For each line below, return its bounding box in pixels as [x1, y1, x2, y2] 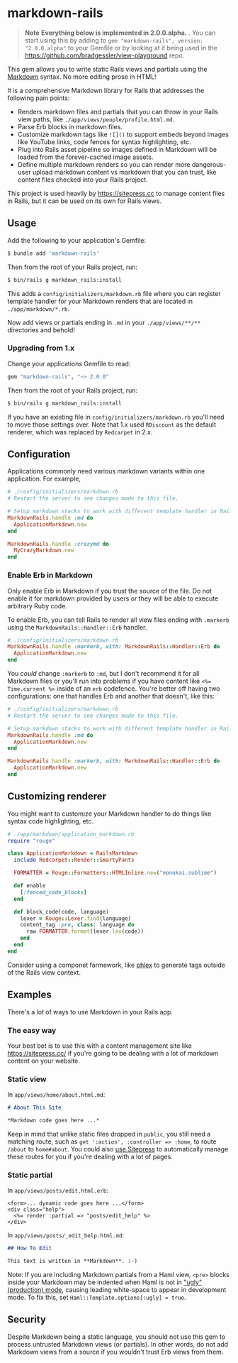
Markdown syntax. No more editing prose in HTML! [7, 72, 157, 81]
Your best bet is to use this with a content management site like [7, 1041, 193, 1050]
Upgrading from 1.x [7, 343, 75, 353]
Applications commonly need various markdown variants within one [7, 467, 205, 476]
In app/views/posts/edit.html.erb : [7, 1186, 108, 1195]
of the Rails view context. [7, 968, 81, 977]
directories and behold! [7, 325, 76, 334]
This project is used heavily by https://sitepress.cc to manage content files [7, 189, 225, 197]
